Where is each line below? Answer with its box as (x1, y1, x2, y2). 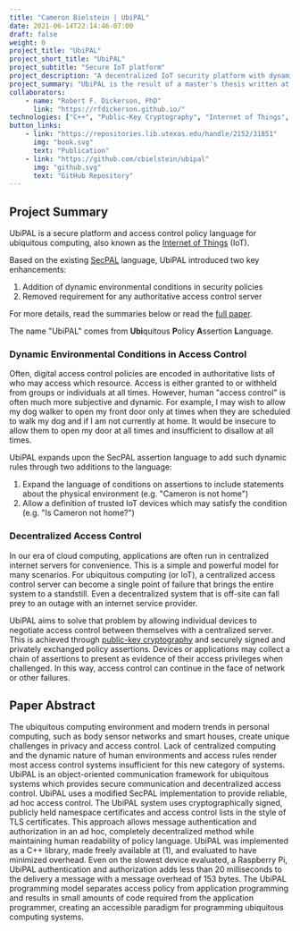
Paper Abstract (9, 698, 96, 714)
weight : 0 (9, 38, 46, 47)
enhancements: (9, 265, 67, 275)
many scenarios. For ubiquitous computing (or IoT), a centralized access (9, 569, 276, 580)
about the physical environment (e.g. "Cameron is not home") (21, 488, 249, 499)
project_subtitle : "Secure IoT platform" (9, 63, 166, 72)
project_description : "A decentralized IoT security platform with (9, 72, 266, 80)
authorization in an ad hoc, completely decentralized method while (9, 826, 254, 837)
